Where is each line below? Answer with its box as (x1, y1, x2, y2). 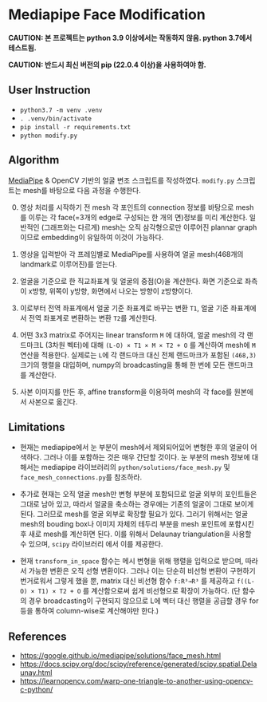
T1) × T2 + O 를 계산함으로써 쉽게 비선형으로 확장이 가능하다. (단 (37, 586, 241, 596)
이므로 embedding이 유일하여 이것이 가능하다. (19, 232, 164, 242)
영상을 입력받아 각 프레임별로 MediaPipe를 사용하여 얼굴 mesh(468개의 (19, 249, 245, 258)
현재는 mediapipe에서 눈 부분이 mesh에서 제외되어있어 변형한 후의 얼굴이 (19, 443, 249, 452)
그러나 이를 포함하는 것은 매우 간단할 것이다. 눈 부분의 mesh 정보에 (43, 452, 250, 462)
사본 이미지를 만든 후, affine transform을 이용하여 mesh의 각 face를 (19, 387, 233, 396)
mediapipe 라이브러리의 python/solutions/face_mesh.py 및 (41, 463, 230, 472)
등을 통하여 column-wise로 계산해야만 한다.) (19, 606, 159, 616)
